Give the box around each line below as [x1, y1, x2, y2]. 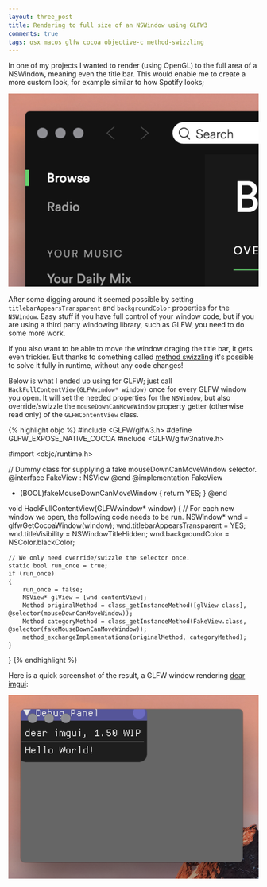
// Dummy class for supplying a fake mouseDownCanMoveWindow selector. [8, 464, 257, 474]
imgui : [8, 679, 29, 688]
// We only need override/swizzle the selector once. [8, 553, 191, 562]
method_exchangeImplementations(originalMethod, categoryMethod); [22, 633, 247, 641]
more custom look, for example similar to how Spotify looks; [8, 78, 205, 87]
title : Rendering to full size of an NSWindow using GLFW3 [8, 21, 208, 29]
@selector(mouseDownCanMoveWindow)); [8, 609, 133, 618]
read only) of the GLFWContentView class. [8, 409, 139, 419]
